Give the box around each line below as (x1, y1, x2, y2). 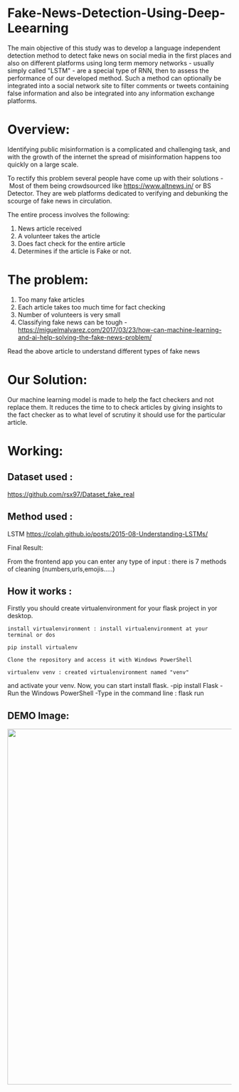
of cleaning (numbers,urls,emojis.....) (7, 564, 115, 573)
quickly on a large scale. (7, 160, 79, 169)
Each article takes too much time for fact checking (17, 302, 166, 311)
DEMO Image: (7, 709, 70, 721)
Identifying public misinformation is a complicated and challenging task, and (7, 144, 230, 154)
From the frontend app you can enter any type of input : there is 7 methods (7, 557, 227, 566)
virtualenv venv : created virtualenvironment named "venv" (7, 669, 190, 677)
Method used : (7, 511, 73, 523)
